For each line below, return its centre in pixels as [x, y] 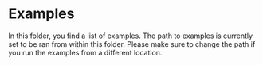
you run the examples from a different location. [85, 52]
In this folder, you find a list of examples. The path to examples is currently [131, 36]
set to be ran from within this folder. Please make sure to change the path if [132, 44]
